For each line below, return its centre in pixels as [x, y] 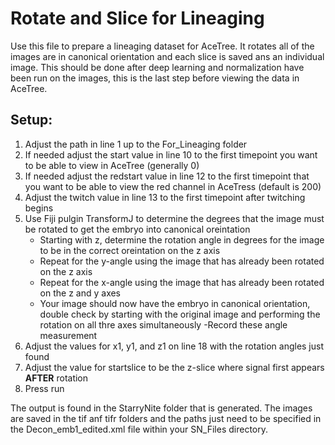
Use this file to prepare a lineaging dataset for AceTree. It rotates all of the [162, 46]
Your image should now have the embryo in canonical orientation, [175, 303]
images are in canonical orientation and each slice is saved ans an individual [167, 56]
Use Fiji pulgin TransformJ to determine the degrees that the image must [174, 218]
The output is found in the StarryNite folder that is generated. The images [161, 408]
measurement [68, 335]
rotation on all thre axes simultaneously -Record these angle [163, 324]
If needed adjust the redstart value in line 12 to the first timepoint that [167, 176]
